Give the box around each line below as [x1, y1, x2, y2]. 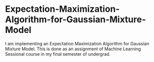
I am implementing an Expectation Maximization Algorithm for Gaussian [5, 40, 150, 46]
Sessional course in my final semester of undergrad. [5, 51, 111, 57]
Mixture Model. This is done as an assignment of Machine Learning [5, 46, 141, 52]
